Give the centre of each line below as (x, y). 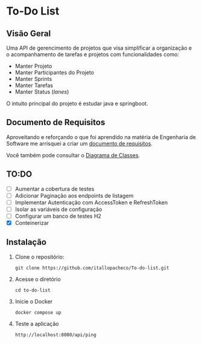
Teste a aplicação (37, 323)
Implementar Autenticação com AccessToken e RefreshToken (91, 202)
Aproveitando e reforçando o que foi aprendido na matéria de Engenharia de (101, 137)
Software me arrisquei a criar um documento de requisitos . (79, 143)
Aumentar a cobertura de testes (55, 189)
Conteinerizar (32, 222)
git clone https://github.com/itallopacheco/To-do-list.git (92, 268)
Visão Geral (29, 34)
